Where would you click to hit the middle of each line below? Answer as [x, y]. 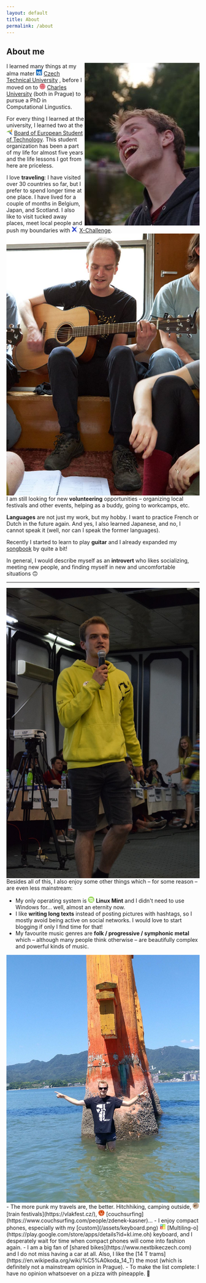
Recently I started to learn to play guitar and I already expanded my [92, 542]
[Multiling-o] [183, 1228]
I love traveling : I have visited [44, 177]
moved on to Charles [36, 87]
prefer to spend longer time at [44, 191]
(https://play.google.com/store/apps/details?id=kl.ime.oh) [79, 1235]
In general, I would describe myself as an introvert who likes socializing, [98, 560]
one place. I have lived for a [41, 197]
